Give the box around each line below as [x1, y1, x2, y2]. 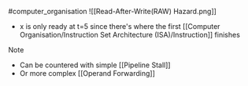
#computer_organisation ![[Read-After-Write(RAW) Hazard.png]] [8, 7, 217, 16]
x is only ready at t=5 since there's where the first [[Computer [19, 22, 220, 30]
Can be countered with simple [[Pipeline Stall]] [19, 60, 171, 70]
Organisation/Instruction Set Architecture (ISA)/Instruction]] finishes [19, 30, 240, 39]
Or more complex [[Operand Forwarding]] [19, 69, 155, 77]
